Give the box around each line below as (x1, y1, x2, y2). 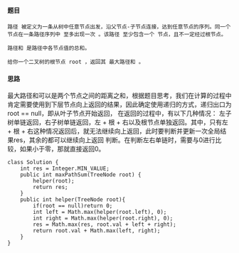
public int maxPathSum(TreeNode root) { (20, 171, 142, 178)
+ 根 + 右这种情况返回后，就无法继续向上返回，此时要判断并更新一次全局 (7, 127, 221, 136)
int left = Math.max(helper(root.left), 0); (33, 209, 167, 216)
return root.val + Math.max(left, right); (33, 227, 161, 235)
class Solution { (7, 159, 59, 166)
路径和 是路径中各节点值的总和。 (7, 45, 90, 52)
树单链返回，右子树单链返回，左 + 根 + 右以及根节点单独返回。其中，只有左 (7, 118, 229, 126)
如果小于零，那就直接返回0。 (19, 145, 105, 154)
